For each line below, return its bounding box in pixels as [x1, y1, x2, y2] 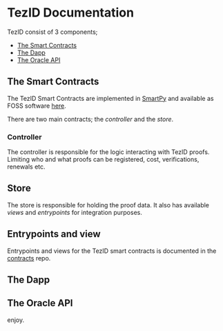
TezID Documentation [7, 5, 135, 21]
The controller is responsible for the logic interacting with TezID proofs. [7, 148, 210, 156]
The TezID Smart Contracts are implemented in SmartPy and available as [7, 94, 214, 102]
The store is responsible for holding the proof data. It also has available [7, 200, 209, 209]
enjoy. [7, 316, 25, 324]
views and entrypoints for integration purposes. [7, 208, 143, 216]
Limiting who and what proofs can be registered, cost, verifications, [7, 155, 200, 164]
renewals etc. [7, 162, 46, 171]
